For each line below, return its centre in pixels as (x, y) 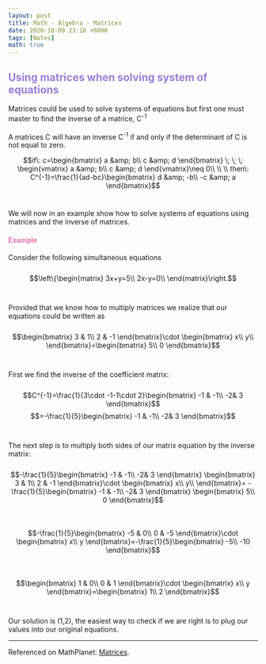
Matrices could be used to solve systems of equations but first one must (126, 109)
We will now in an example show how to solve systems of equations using (129, 213)
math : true (26, 45)
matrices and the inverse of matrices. (69, 222)
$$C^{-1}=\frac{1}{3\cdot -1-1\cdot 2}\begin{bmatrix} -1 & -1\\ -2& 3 (133, 395)
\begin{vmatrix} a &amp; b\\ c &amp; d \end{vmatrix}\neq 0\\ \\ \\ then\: (133, 169)
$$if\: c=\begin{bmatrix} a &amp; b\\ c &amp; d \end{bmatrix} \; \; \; (133, 160)
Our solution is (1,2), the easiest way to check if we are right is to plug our (128, 621)
